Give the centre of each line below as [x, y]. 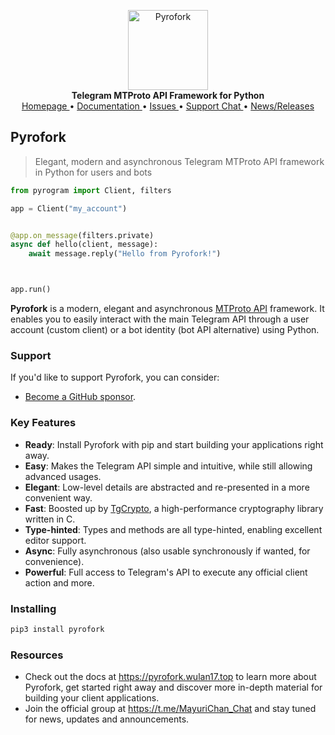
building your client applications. [92, 698]
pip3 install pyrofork [57, 629]
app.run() [31, 290]
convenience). [54, 561]
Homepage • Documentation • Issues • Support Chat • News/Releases [168, 106]
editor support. [55, 540]
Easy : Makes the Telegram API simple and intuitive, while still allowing [168, 466]
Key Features [43, 423]
